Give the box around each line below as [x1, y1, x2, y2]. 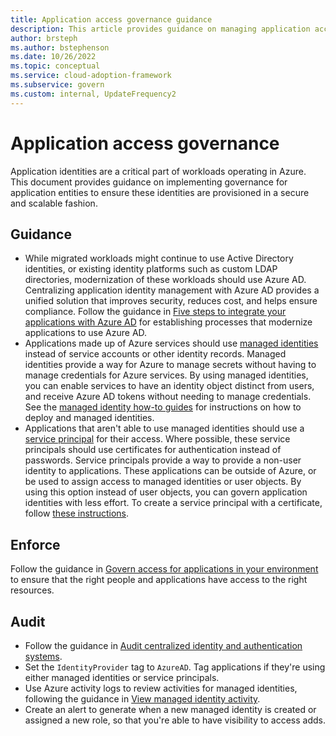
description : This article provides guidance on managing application [10, 24, 311, 34]
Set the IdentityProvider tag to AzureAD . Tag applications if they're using [24, 661, 326, 673]
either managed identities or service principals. [24, 672, 220, 683]
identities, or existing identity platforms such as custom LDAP [24, 263, 278, 275]
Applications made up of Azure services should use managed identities [24, 337, 319, 350]
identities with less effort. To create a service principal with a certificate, [24, 497, 323, 509]
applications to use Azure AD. [24, 327, 148, 339]
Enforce [10, 536, 61, 553]
